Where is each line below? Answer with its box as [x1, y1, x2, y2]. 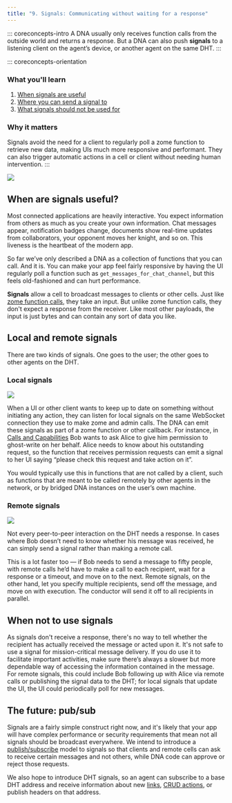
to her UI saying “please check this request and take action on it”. [7, 455, 193, 464]
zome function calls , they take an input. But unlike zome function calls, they [7, 297, 222, 306]
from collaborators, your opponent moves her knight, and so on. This [7, 233, 204, 242]
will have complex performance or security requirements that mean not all [7, 730, 217, 739]
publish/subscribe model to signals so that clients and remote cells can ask [7, 745, 221, 754]
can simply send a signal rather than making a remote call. [7, 545, 173, 553]
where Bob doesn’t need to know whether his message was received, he [7, 537, 214, 545]
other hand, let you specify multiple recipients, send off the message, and [7, 580, 217, 588]
